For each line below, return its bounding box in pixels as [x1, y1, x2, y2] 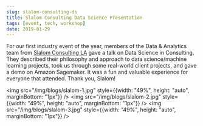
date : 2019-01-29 [6, 26, 50, 32]
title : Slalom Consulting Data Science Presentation [6, 15, 143, 21]
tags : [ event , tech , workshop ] [6, 20, 86, 26]
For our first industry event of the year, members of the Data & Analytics [6, 43, 187, 50]
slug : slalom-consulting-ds [6, 9, 78, 15]
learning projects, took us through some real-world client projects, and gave [6, 62, 197, 69]
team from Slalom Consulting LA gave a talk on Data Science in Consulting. [6, 49, 194, 57]
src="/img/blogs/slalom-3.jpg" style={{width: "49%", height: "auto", [6, 106, 176, 113]
